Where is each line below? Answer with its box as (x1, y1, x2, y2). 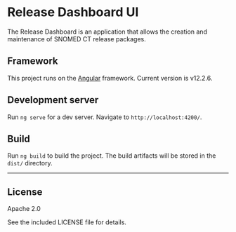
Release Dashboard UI (7, 4, 139, 20)
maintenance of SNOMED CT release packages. (7, 34, 146, 43)
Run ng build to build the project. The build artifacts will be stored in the (7, 151, 216, 160)
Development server (7, 94, 99, 106)
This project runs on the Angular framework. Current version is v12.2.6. (7, 74, 213, 82)
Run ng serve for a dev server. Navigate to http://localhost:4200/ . (7, 113, 202, 121)
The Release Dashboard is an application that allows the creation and (7, 27, 207, 36)
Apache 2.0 (7, 205, 41, 213)
